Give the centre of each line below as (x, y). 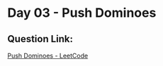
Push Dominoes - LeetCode (48, 55)
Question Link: (40, 39)
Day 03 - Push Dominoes (82, 13)
